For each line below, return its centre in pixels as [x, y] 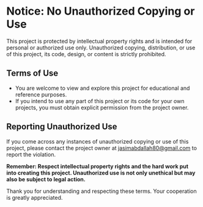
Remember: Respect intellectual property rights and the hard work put [97, 166]
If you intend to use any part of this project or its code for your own [100, 101]
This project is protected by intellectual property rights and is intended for [99, 41]
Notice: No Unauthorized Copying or [101, 11]
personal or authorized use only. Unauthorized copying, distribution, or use [101, 48]
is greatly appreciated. [35, 197]
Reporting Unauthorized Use [62, 127]
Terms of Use [32, 74]
